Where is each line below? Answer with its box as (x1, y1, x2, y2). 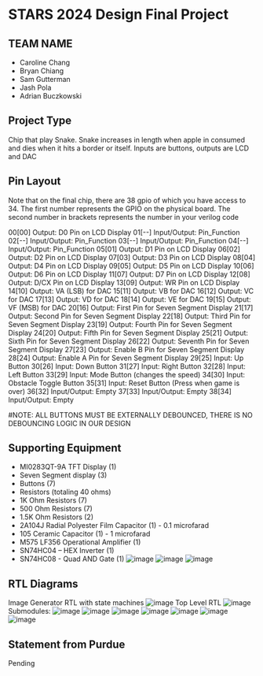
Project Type (8, 114, 72, 128)
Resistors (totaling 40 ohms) (19, 487, 111, 497)
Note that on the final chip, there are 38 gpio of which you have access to (8, 195, 247, 205)
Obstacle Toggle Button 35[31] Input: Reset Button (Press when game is (8, 378, 240, 388)
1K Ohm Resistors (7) (19, 496, 88, 505)
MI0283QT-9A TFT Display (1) (19, 462, 117, 472)
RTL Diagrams (8, 577, 79, 590)
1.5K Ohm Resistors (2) (19, 512, 94, 522)
